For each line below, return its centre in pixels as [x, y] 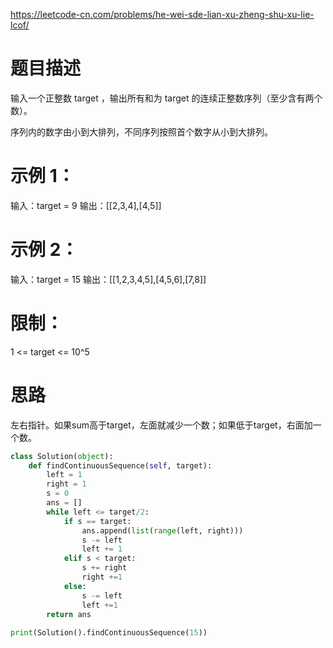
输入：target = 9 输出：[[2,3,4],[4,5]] [86, 205]
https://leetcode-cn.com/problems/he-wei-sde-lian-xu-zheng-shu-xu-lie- [162, 14]
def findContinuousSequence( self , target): [120, 465]
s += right [104, 568]
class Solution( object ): [62, 456]
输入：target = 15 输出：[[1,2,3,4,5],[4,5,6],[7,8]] [108, 279]
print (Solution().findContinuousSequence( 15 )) [109, 633]
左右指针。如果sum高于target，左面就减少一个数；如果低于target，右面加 [161, 425]
